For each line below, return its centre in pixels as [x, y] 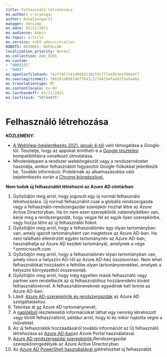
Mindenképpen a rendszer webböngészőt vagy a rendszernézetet [80, 161]
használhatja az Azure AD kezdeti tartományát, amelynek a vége [79, 244]
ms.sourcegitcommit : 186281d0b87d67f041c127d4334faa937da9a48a [73, 79]
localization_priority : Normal [38, 51]
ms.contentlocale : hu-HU [31, 88]
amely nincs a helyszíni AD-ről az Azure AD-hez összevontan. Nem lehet [87, 260]
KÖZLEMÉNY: [20, 136]
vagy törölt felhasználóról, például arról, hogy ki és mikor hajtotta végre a [87, 318]
